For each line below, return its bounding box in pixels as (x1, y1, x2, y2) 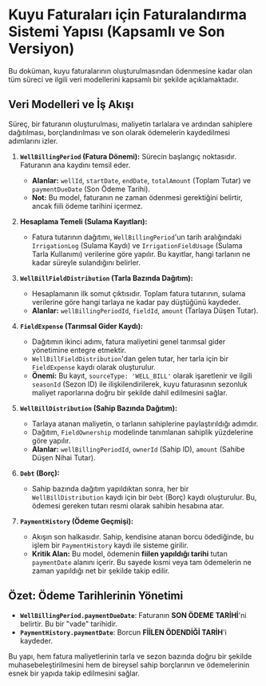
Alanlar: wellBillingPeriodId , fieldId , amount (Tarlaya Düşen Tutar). (31, 306, 259, 315)
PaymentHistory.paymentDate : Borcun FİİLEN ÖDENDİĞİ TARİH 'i (19, 627, 228, 637)
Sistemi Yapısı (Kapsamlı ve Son (8, 22, 225, 41)
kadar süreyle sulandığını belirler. (31, 258, 141, 267)
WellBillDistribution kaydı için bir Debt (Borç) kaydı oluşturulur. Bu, (31, 492, 257, 502)
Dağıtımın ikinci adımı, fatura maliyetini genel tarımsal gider (31, 336, 226, 346)
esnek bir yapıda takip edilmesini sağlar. (8, 668, 140, 678)
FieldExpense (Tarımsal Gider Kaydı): (19, 321, 144, 331)
